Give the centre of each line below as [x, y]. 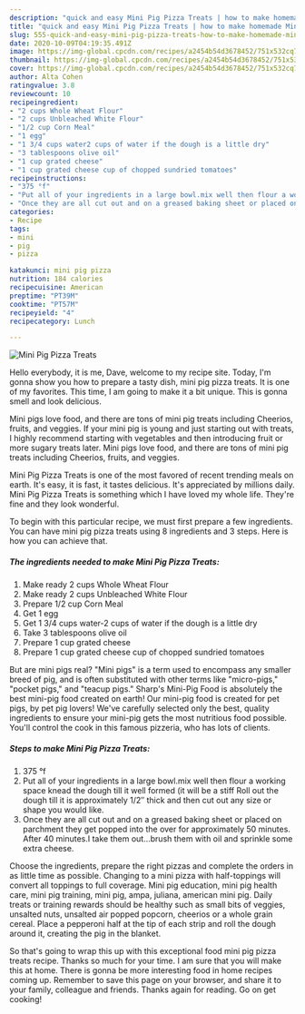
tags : [20, 229]
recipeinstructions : [49, 178]
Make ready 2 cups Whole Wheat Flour [96, 585]
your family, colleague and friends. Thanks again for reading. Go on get [143, 989]
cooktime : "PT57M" [44, 304]
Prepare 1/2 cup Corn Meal [73, 604]
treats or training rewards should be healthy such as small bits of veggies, [148, 905]
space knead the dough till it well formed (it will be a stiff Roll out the [151, 791]
